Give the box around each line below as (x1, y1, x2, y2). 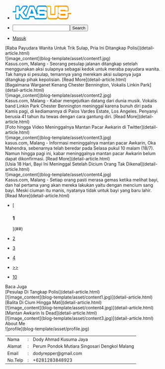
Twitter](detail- (127, 124, 158, 130)
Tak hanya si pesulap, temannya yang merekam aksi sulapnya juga (5, 72, 141, 77)
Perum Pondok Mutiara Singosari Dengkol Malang (33, 343, 134, 349)
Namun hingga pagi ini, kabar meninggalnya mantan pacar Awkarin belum (5, 150, 156, 156)
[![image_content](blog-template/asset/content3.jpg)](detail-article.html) (5, 315, 154, 321)
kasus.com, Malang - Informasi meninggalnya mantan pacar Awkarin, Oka (5, 140, 156, 146)
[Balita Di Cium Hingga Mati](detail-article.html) (5, 299, 102, 305)
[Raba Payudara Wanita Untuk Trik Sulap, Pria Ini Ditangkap (5, 45, 126, 51)
